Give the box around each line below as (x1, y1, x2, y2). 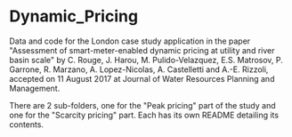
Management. (9, 83, 61, 93)
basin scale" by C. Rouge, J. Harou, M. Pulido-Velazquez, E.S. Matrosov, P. (9, 54, 283, 65)
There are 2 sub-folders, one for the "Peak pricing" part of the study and (9, 100, 276, 110)
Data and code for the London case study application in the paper (9, 36, 251, 46)
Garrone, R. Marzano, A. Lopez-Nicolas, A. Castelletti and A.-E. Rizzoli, (9, 64, 269, 75)
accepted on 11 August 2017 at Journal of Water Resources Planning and (9, 73, 275, 84)
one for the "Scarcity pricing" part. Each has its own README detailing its (9, 109, 279, 120)
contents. (9, 118, 45, 130)
